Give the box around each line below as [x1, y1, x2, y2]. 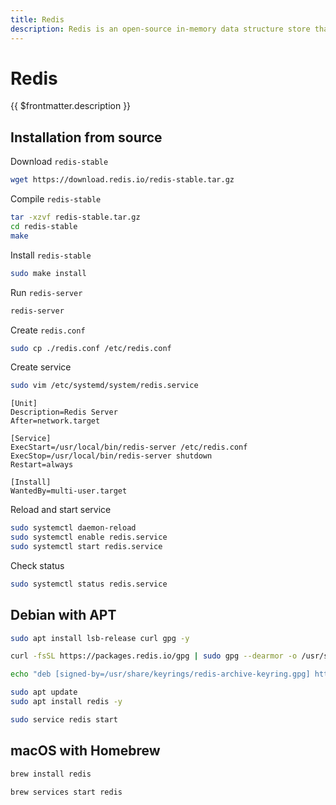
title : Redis [10, 14, 65, 25]
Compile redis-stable [10, 193, 102, 205]
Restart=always [10, 460, 74, 470]
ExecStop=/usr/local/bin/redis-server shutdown [10, 451, 213, 461]
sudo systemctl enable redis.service [10, 532, 168, 543]
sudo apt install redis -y [10, 697, 123, 707]
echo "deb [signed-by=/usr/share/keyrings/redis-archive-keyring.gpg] [10, 669, 311, 680]
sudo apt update [10, 687, 78, 698]
